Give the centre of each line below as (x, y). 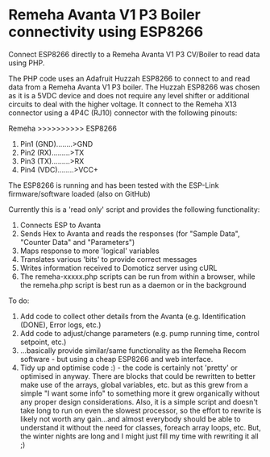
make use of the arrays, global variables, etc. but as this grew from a (134, 384)
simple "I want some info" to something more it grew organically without (140, 393)
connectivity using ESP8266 (106, 32)
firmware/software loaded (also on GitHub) (79, 193)
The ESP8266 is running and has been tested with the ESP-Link (114, 185)
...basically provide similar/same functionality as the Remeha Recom (133, 350)
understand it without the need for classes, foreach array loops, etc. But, (141, 427)
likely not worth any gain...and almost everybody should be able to (131, 419)
